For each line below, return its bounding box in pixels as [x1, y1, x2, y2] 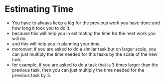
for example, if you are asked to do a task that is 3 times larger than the [11, 62, 159, 68]
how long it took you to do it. [11, 25, 71, 31]
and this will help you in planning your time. [11, 41, 101, 46]
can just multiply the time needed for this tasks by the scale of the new [11, 51, 158, 57]
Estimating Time [4, 3, 74, 15]
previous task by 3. [11, 72, 51, 78]
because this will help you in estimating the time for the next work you [11, 30, 156, 36]
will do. [11, 36, 27, 41]
